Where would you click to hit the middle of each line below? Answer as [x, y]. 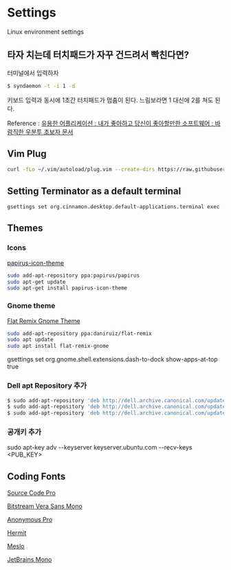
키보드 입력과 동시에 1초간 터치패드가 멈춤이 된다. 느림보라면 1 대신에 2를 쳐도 [110, 100]
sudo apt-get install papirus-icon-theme [67, 288]
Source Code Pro [32, 493]
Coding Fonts [36, 476]
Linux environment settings [46, 32]
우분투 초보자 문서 [49, 131]
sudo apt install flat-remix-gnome [58, 346]
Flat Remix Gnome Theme [44, 320]
